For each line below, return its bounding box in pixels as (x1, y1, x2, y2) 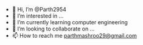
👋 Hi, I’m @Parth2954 (12, 6, 67, 13)
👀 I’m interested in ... (12, 12, 64, 19)
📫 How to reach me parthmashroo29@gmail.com (12, 32, 137, 39)
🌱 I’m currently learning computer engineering (12, 19, 128, 26)
